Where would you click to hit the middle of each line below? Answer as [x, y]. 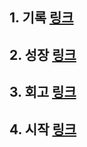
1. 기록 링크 [41, 18]
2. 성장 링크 [43, 54]
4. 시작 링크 [43, 129]
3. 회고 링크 [43, 92]
